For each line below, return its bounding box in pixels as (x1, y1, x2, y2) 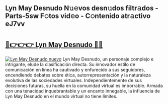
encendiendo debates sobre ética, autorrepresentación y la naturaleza (5, 72, 151, 78)
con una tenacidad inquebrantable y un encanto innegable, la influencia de (5, 88, 160, 94)
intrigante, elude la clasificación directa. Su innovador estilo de (5, 61, 136, 67)
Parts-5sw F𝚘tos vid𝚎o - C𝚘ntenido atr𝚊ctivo (5, 12, 151, 20)
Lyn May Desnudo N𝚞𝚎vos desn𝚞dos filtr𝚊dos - (5, 4, 158, 12)
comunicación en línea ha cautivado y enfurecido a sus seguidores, (5, 67, 145, 72)
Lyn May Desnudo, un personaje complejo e (62, 56, 154, 62)
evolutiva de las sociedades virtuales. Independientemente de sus (5, 77, 142, 83)
